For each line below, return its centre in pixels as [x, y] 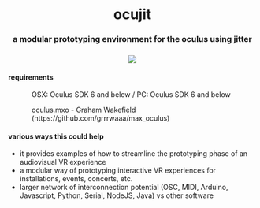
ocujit [132, 15]
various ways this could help [56, 136]
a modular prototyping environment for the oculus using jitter [132, 39]
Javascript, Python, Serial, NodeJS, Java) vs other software [117, 195]
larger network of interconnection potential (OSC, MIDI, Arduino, [124, 188]
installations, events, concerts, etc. [76, 179]
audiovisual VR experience [63, 162]
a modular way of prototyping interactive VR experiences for [118, 170]
